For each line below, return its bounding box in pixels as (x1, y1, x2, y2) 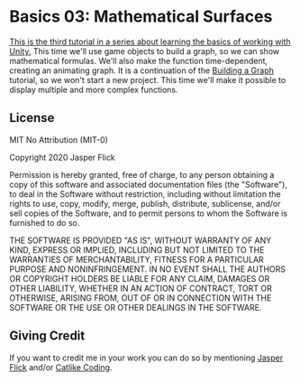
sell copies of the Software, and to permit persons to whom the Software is (9, 208, 288, 219)
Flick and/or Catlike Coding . (9, 361, 113, 372)
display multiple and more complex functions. (9, 84, 178, 95)
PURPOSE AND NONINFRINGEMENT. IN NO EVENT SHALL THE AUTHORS (9, 264, 286, 275)
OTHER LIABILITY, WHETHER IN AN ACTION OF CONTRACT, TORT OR (9, 283, 272, 293)
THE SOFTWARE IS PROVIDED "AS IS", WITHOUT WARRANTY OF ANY (9, 235, 272, 246)
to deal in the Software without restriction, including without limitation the (9, 188, 281, 200)
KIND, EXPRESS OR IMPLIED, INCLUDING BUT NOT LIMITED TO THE (9, 244, 265, 255)
